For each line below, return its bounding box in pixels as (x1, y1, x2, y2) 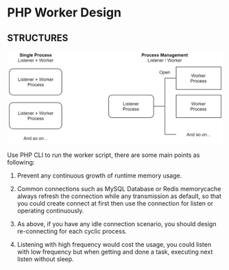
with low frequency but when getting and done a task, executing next (16, 247, 213, 256)
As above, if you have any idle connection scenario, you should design (16, 219, 217, 228)
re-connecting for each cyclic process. (16, 227, 128, 235)
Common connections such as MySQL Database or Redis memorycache (16, 184, 221, 193)
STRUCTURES (7, 32, 69, 44)
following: (7, 158, 35, 166)
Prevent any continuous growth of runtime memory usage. (16, 171, 182, 180)
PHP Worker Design (7, 5, 122, 21)
